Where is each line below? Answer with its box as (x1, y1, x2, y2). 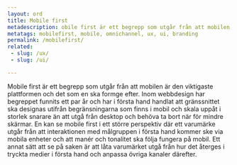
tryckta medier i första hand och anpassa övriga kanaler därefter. (7, 149, 197, 158)
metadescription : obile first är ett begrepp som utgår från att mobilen (7, 23, 231, 30)
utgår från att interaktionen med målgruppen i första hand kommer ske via (7, 127, 224, 135)
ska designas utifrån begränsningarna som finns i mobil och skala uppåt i (7, 104, 221, 113)
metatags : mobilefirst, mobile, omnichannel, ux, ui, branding (7, 30, 199, 38)
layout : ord (7, 10, 43, 18)
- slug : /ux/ (10, 50, 50, 57)
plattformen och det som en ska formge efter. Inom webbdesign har (7, 89, 206, 98)
